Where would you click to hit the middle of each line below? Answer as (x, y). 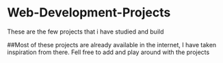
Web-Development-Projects (89, 13)
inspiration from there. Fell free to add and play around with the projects (108, 52)
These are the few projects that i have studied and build (86, 32)
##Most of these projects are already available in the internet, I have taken (112, 45)
